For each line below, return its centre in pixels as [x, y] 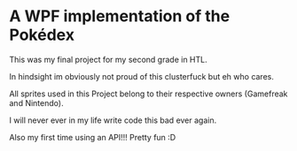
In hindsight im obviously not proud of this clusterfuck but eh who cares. [142, 76]
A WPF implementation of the [120, 16]
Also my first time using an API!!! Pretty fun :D [93, 137]
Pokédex [42, 35]
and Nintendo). [36, 102]
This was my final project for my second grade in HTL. [108, 59]
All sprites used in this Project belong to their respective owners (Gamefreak [148, 94]
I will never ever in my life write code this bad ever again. [113, 120]
